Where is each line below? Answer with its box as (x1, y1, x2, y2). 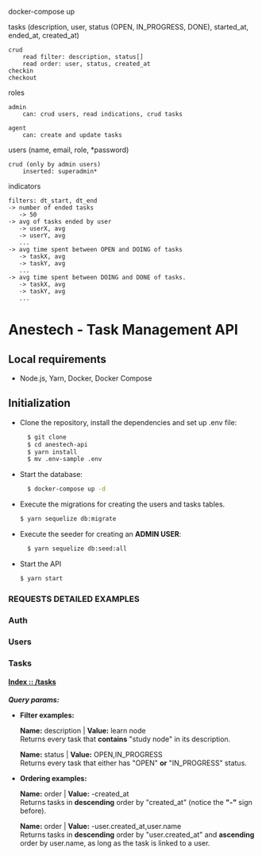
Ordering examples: (19, 773, 87, 783)
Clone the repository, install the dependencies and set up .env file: (19, 417, 237, 427)
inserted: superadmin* (22, 167, 98, 175)
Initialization (8, 397, 71, 410)
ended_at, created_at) (8, 31, 79, 40)
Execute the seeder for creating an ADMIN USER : (19, 530, 182, 539)
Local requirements (8, 352, 107, 365)
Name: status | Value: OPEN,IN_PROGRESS (19, 749, 163, 759)
